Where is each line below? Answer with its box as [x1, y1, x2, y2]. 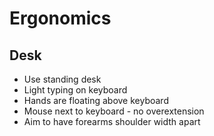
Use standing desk [23, 73, 102, 85]
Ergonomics [9, 7, 112, 30]
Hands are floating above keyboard [23, 95, 169, 106]
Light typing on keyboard [23, 84, 128, 96]
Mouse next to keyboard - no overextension [23, 105, 205, 117]
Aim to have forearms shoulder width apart [23, 116, 201, 127]
